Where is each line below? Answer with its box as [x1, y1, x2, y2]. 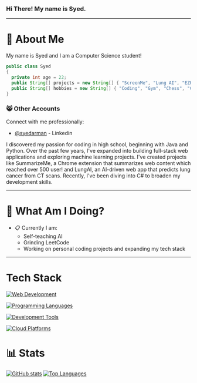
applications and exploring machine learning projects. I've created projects [6, 153, 187, 160]
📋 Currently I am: [14, 224, 57, 231]
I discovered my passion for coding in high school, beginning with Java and [6, 140, 189, 148]
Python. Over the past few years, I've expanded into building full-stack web [6, 147, 189, 154]
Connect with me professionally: [6, 118, 84, 125]
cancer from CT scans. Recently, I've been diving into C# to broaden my [6, 172, 181, 179]
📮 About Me [6, 33, 64, 46]
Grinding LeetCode [23, 238, 70, 246]
